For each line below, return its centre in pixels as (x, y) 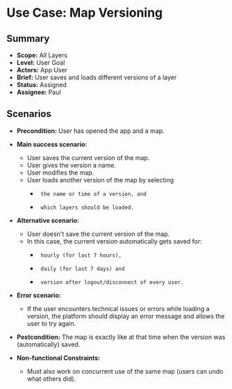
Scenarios (29, 114)
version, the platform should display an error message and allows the (126, 316)
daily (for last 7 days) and (83, 269)
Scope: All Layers (42, 55)
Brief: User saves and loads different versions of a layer (97, 77)
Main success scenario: (52, 144)
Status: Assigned (42, 85)
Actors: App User (42, 70)
